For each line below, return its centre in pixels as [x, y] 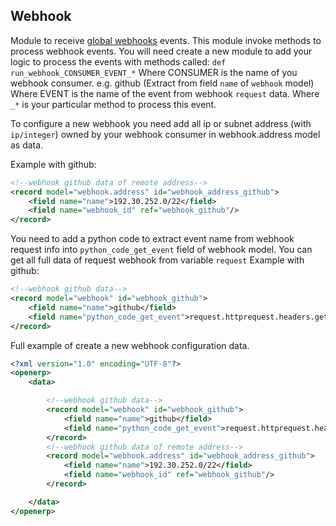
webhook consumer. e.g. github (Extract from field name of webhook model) [162, 83]
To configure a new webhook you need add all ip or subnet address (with [161, 123]
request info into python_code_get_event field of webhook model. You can [161, 250]
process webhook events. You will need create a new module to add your [161, 51]
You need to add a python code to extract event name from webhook [152, 239]
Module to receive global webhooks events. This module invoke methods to [166, 40]
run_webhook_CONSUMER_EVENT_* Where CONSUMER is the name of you [154, 72]
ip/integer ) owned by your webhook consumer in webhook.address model [165, 134]
